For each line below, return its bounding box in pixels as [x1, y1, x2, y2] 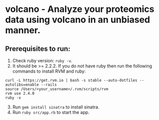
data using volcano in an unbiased [5, 14, 150, 25]
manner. [5, 25, 41, 36]
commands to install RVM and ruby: [12, 68, 86, 74]
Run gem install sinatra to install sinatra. [12, 104, 99, 110]
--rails [40, 82, 57, 87]
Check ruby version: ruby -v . [12, 58, 72, 63]
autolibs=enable [5, 82, 39, 87]
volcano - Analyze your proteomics [5, 3, 154, 15]
